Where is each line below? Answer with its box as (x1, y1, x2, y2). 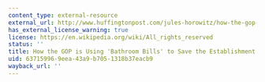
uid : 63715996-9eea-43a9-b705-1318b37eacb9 (8, 55, 154, 63)
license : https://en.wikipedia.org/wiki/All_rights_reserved (8, 33, 214, 41)
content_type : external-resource (8, 11, 118, 20)
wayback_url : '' (8, 62, 62, 70)
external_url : (8, 19, 55, 27)
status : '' (8, 41, 44, 48)
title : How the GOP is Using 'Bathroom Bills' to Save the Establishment (8, 48, 256, 55)
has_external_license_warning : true (8, 26, 129, 34)
